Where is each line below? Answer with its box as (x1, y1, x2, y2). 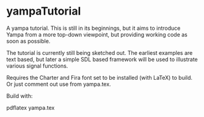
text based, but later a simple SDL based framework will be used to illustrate (6, 55, 199, 63)
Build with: (6, 92, 33, 99)
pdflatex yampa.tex (6, 104, 55, 111)
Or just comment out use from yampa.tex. (6, 80, 111, 88)
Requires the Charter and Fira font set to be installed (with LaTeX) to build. (6, 74, 193, 81)
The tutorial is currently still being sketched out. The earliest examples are (6, 49, 193, 56)
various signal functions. (6, 62, 68, 69)
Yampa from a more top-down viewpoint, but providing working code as (6, 30, 188, 38)
